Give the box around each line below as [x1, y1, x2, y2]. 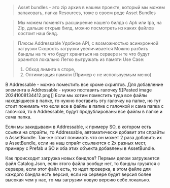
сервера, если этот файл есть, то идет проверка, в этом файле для [5, 166, 151, 172]
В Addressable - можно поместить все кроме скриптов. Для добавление [5, 81, 163, 87]
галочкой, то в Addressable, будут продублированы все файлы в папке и [5, 109, 163, 114]
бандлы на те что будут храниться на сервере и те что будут [17, 51, 150, 57]
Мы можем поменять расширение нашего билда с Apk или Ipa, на [17, 20, 162, 25]
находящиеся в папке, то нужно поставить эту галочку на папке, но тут [5, 98, 161, 104]
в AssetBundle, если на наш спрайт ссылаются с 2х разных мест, [5, 140, 147, 146]
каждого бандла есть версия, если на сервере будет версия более [5, 171, 152, 177]
